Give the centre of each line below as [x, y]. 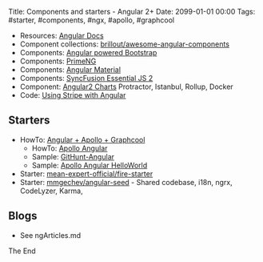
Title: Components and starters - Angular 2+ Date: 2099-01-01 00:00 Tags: [132, 12]
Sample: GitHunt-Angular [73, 156]
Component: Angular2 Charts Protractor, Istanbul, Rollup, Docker [126, 87]
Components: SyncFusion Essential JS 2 [86, 78]
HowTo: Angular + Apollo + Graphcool [82, 139]
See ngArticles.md [50, 235]
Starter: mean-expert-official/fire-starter [86, 173]
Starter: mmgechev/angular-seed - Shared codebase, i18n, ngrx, [126, 182]
